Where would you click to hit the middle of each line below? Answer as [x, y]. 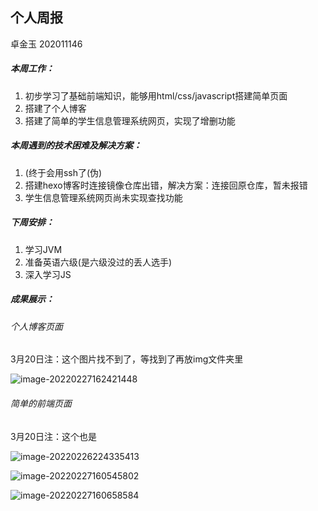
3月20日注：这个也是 [54, 436]
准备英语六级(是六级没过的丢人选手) [98, 262]
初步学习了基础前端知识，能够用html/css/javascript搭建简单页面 [156, 95]
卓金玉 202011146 [46, 44]
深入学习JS [48, 274]
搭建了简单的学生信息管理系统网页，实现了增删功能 [130, 120]
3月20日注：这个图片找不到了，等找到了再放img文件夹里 [127, 359]
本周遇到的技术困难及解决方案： [76, 145]
